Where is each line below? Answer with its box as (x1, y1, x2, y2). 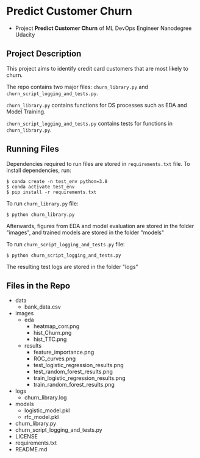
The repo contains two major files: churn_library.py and (6, 83, 148, 90)
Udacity (15, 30, 35, 38)
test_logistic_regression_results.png (33, 362, 124, 369)
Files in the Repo (6, 281, 71, 291)
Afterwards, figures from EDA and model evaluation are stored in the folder (6, 222, 195, 229)
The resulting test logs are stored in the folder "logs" (6, 263, 138, 270)
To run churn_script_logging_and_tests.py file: (6, 240, 125, 248)
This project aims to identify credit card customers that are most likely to (6, 65, 189, 72)
